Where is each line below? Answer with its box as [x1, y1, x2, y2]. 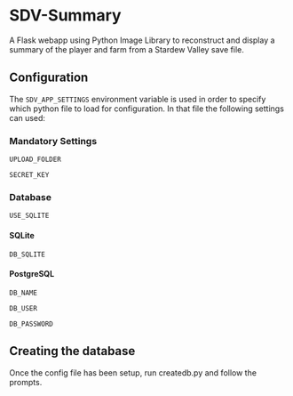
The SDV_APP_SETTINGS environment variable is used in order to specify [9, 93, 266, 104]
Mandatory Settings [9, 134, 98, 147]
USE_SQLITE [9, 211, 50, 221]
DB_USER [9, 303, 38, 312]
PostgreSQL [9, 269, 55, 279]
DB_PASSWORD [9, 319, 53, 328]
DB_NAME [9, 288, 38, 297]
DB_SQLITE [9, 250, 46, 259]
